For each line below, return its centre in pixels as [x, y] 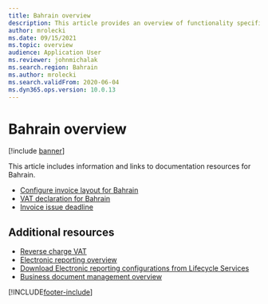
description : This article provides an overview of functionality [121, 23]
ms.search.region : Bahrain [53, 68]
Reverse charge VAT [53, 251]
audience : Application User [55, 53]
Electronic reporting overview [68, 260]
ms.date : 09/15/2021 [43, 38]
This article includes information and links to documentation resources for [130, 166]
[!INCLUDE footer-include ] [51, 292]
